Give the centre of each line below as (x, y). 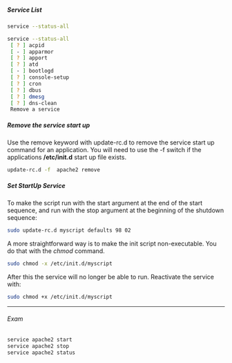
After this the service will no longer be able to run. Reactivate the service (111, 277)
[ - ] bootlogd (32, 71)
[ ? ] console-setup (40, 77)
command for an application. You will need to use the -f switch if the (104, 150)
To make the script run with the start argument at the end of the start (105, 203)
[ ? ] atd (24, 65)
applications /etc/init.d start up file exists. (67, 157)
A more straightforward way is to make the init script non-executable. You (112, 244)
